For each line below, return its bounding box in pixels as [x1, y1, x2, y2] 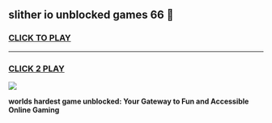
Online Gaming [8, 104, 60, 114]
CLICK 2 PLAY [8, 62, 65, 74]
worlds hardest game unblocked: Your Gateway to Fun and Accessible [8, 96, 249, 106]
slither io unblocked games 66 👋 [8, 8, 174, 22]
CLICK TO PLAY [8, 32, 71, 44]
